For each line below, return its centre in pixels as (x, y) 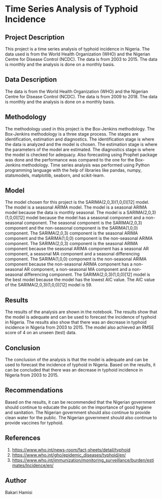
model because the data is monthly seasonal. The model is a (65, 213)
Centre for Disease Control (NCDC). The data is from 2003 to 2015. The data (81, 59)
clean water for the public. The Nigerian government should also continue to (81, 417)
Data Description (31, 80)
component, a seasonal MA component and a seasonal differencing (73, 254)
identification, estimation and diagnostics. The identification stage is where (80, 139)
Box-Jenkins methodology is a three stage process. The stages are (72, 134)
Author (16, 481)
